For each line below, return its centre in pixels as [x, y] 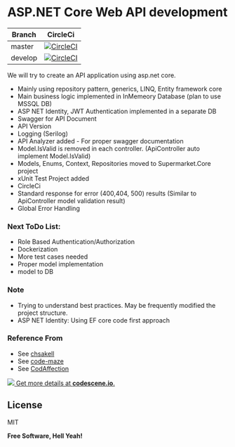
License [25, 405]
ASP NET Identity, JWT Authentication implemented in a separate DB [117, 111]
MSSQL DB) [35, 103]
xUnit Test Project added [53, 178]
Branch [24, 34]
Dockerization [38, 250]
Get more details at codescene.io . [66, 383]
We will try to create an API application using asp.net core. [92, 75]
